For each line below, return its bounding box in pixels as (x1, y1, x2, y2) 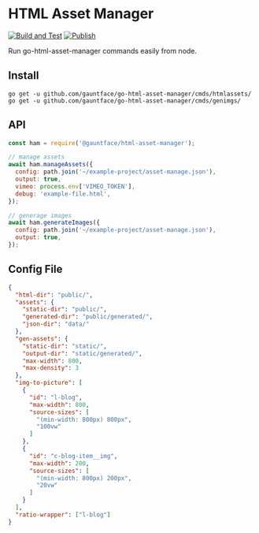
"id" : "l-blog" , (28, 393, 83, 401)
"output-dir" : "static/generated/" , (22, 349, 143, 357)
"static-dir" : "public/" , (22, 305, 108, 314)
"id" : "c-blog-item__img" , (28, 452, 118, 460)
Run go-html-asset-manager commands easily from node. (8, 46, 198, 55)
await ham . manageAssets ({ (8, 161, 93, 169)
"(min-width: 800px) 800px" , (36, 416, 132, 423)
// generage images (8, 211, 72, 219)
